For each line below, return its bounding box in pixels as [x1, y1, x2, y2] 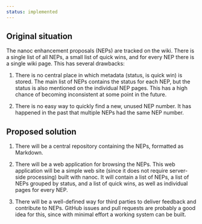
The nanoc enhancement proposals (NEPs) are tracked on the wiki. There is [6, 47, 195, 54]
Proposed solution [6, 126, 77, 136]
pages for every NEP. [14, 187, 68, 194]
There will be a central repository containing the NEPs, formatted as [14, 142, 184, 150]
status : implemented [6, 8, 58, 15]
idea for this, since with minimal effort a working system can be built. [14, 211, 186, 218]
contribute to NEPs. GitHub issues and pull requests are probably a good [14, 205, 196, 212]
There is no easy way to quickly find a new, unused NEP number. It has [14, 103, 192, 110]
